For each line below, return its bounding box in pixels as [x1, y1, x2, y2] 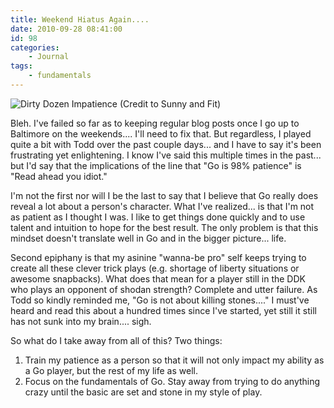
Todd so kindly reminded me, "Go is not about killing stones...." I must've [10, 294, 310, 306]
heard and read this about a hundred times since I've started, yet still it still [10, 304, 317, 316]
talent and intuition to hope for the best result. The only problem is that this [10, 221, 319, 233]
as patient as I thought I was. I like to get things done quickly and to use [10, 211, 306, 223]
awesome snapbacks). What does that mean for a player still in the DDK [10, 272, 306, 285]
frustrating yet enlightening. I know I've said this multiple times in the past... [10, 149, 322, 161]
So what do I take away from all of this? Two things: [10, 334, 223, 346]
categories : [10, 42, 60, 53]
